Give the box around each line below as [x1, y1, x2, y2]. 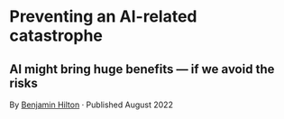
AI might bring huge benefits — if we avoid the [9, 61, 275, 77]
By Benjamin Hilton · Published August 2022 [9, 99, 174, 110]
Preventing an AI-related [9, 6, 197, 27]
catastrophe [9, 25, 104, 46]
